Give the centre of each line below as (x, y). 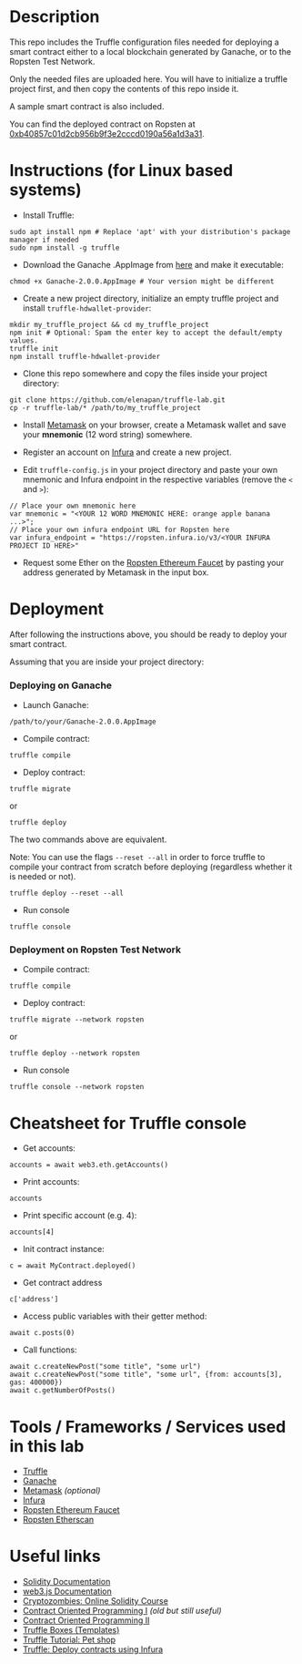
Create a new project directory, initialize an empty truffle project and (151, 298)
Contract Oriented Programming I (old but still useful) (122, 1611)
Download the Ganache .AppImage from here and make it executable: (153, 264)
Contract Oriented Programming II (86, 1620)
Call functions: (50, 1350)
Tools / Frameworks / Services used (148, 1427)
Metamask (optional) (61, 1491)
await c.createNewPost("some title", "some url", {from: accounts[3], (146, 1375)
